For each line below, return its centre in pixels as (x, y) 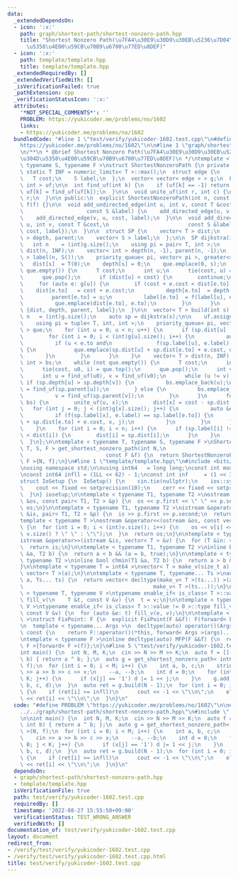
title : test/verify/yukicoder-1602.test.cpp (74, 863)
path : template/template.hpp (63, 60)
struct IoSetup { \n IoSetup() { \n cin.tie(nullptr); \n (109, 481)
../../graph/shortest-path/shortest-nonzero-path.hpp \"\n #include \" (125, 712)
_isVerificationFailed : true (57, 86)
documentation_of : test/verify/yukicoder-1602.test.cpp (91, 830)
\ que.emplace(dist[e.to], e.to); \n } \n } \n (120, 304)
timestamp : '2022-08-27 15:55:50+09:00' (74, 810)
